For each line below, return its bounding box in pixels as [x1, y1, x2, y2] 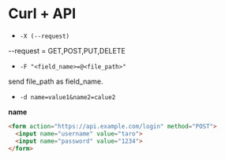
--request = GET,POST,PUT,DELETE [8, 46, 126, 55]
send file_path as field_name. [8, 76, 104, 86]
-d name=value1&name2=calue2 [19, 93, 116, 101]
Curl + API [8, 5, 77, 23]
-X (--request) [19, 32, 70, 40]
